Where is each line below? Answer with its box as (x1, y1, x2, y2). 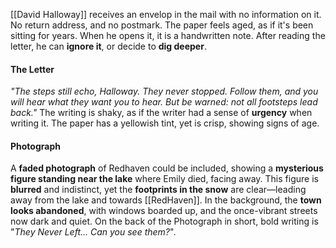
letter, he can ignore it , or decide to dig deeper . (10, 40, 207, 52)
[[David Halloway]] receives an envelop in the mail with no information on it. (10, 9, 322, 20)
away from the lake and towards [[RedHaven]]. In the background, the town (10, 194, 322, 206)
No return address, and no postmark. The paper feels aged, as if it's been (10, 19, 314, 31)
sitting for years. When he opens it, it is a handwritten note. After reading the (10, 30, 326, 41)
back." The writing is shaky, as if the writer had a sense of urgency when (10, 107, 313, 119)
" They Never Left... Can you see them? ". (10, 226, 177, 238)
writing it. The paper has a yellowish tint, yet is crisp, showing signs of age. (10, 117, 320, 129)
